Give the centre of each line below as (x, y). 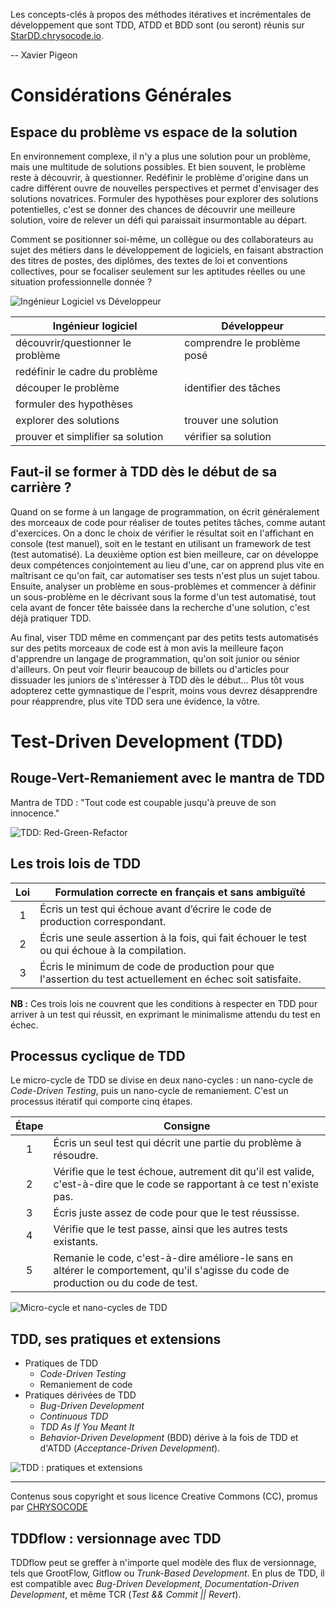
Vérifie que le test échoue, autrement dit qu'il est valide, (184, 1172)
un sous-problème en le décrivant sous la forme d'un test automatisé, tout (163, 596)
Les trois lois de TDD (76, 864)
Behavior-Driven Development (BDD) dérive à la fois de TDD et (169, 1438)
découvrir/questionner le (73, 342)
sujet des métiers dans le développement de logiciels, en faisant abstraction (167, 250)
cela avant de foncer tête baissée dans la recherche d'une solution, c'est (160, 607)
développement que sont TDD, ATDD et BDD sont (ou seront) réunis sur (157, 25)
